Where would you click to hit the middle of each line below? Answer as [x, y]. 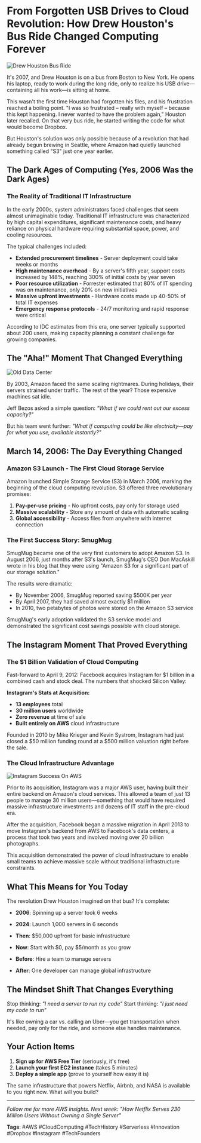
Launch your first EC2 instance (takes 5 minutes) [77, 1067]
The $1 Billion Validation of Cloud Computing [73, 661]
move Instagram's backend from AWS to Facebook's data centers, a [91, 831]
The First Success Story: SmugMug [59, 540]
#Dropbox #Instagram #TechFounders [54, 1133]
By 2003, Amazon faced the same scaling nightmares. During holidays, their [100, 384]
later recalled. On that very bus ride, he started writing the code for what [96, 120]
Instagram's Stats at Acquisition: [48, 693]
